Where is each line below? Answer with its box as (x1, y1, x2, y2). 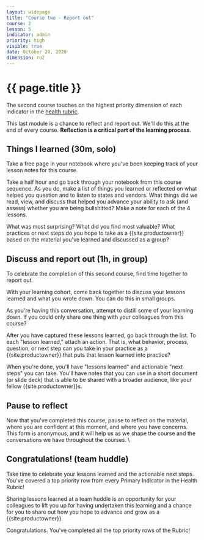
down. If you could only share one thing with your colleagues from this (6, 313, 184, 321)
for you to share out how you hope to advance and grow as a (6, 508, 160, 515)
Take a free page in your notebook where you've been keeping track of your (6, 160, 199, 167)
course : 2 (6, 20, 32, 26)
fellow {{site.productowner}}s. (6, 382, 82, 390)
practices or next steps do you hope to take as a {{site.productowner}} (6, 229, 184, 237)
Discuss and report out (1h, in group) (6, 254, 148, 264)
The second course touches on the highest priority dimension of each (6, 101, 182, 108)
